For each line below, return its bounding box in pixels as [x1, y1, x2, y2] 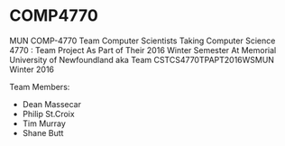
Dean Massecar [22, 98, 81, 109]
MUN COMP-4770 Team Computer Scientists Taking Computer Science [9, 35, 276, 46]
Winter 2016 [9, 64, 55, 75]
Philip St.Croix [22, 108, 75, 119]
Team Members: [9, 81, 70, 92]
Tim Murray [22, 118, 66, 129]
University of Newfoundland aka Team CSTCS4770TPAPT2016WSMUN [9, 54, 275, 65]
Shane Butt [22, 127, 64, 138]
